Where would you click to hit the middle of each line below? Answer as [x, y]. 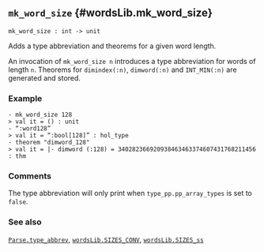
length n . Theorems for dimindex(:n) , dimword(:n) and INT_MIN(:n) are [123, 70]
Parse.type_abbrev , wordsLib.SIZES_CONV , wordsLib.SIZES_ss [106, 239]
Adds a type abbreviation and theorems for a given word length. [112, 46]
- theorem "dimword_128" [49, 143]
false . [18, 201]
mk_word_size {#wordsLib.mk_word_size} [111, 13]
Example [25, 98]
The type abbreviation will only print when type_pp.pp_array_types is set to [130, 194]
